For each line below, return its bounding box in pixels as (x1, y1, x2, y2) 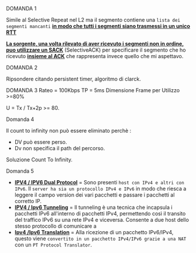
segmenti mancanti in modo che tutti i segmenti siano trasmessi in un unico (6, 23, 190, 29)
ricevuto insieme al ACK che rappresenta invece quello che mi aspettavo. (6, 53, 184, 59)
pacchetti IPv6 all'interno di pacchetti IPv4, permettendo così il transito (14, 210, 186, 217)
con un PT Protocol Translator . (14, 241, 92, 248)
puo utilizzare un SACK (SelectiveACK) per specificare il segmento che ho (6, 46, 186, 53)
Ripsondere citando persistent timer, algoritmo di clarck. (6, 76, 142, 82)
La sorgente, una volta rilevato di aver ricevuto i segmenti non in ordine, (6, 41, 184, 47)
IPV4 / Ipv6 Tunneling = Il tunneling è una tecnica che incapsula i (14, 204, 173, 211)
